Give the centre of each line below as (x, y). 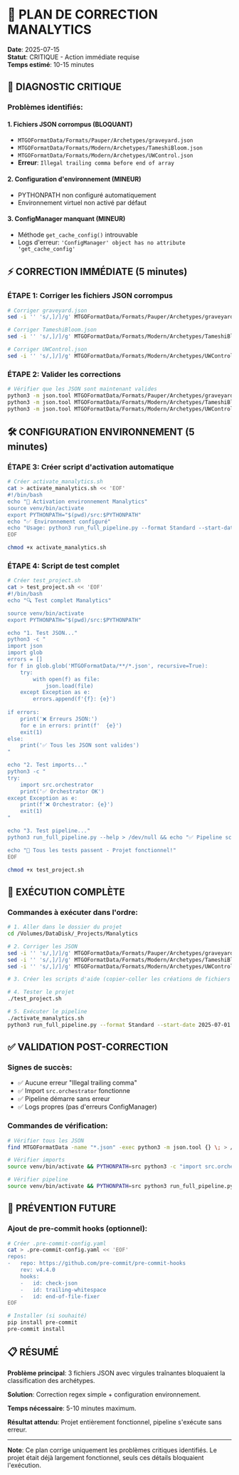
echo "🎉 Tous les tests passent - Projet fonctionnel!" (92, 850)
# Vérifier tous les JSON (46, 1140)
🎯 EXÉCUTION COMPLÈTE (67, 892)
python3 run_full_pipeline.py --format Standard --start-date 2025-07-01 (119, 1025)
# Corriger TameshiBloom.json (52, 330)
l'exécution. (24, 1465)
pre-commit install (36, 1329)
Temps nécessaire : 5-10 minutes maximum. (72, 1408)
